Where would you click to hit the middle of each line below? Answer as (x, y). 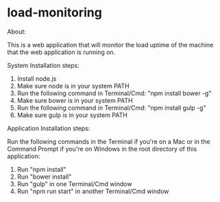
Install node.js (37, 78)
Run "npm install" (41, 169)
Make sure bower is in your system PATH (75, 100)
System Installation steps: (44, 65)
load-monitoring (55, 13)
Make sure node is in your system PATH (73, 86)
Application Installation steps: (49, 128)
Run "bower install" (44, 177)
